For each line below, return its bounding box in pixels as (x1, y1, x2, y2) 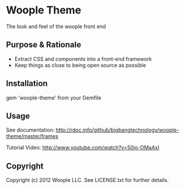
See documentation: (6, 126, 55, 133)
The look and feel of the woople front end (6, 23, 106, 30)
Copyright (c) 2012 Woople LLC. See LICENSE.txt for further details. (6, 177, 169, 184)
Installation (6, 78, 48, 88)
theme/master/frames (6, 133, 58, 140)
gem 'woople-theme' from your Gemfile (6, 94, 102, 101)
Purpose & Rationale (6, 40, 82, 50)
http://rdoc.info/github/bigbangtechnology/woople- (55, 126, 179, 133)
